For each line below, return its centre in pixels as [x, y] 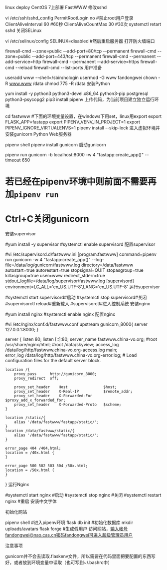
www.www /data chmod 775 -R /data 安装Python [60, 83]
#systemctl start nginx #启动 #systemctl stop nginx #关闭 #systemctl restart [83, 495]
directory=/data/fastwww [107, 265]
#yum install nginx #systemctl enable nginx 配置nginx [60, 314]
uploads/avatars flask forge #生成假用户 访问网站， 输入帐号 [67, 529]
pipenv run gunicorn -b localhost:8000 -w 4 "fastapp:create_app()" [75, 155]
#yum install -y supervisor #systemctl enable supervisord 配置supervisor [80, 244]
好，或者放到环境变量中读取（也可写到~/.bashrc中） [59, 563]
